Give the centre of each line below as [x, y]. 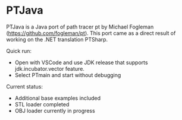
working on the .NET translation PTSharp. [57, 39]
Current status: [25, 86]
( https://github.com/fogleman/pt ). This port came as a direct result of [91, 33]
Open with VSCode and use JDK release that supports [81, 62]
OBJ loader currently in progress [55, 110]
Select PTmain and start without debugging [68, 75]
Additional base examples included [58, 98]
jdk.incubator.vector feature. [50, 68]
